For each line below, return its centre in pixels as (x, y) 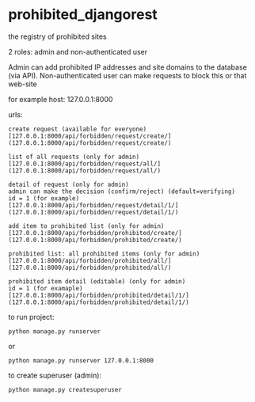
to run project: (31, 317)
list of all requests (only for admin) (74, 157)
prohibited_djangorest (83, 15)
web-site (23, 84)
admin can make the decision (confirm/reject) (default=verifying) (122, 192)
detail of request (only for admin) (69, 184)
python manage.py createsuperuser (65, 389)
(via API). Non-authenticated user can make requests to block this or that (127, 75)
